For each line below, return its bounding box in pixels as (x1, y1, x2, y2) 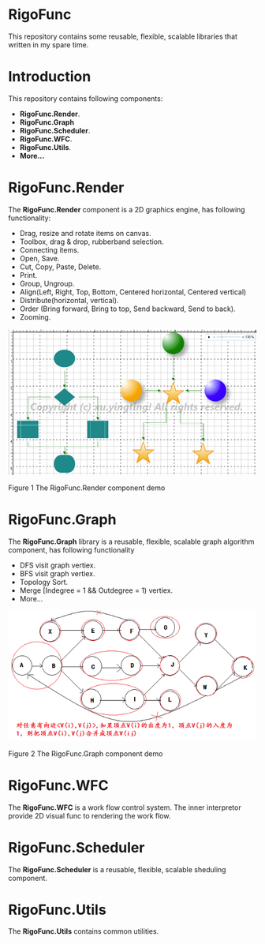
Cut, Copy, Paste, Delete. (19, 262, 102, 272)
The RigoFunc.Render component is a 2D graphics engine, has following (8, 204, 246, 214)
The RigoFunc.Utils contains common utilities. (8, 927, 159, 936)
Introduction (8, 68, 91, 86)
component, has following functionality (8, 545, 135, 554)
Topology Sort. (19, 577, 69, 586)
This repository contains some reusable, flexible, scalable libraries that (8, 32, 238, 41)
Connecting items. (19, 245, 80, 254)
